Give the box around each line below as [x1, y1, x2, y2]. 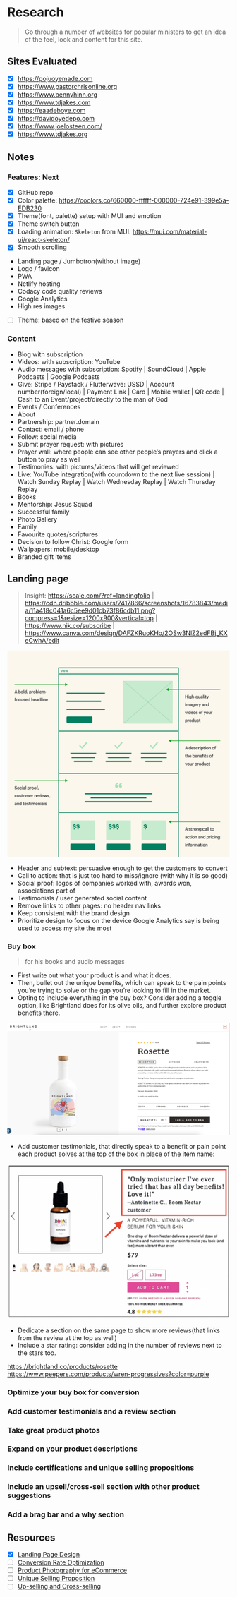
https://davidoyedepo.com [17, 114, 95, 123]
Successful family [17, 507, 70, 516]
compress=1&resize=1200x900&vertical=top [24, 614, 154, 622]
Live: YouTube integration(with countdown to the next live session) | [17, 470, 215, 478]
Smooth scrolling [17, 243, 67, 251]
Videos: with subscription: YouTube [17, 357, 121, 366]
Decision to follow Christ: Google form [17, 537, 129, 546]
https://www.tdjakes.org [17, 130, 88, 138]
